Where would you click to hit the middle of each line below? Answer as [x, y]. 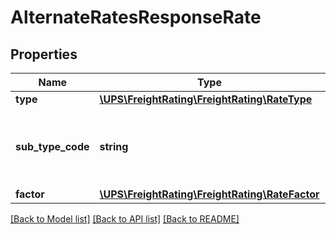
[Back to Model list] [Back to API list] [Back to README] [125, 219]
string [114, 146]
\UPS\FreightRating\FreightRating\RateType [206, 99]
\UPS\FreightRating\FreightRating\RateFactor [209, 194]
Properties [44, 54]
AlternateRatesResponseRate [136, 17]
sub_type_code [52, 146]
